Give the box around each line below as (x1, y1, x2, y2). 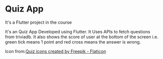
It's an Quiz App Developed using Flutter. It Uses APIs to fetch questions (5, 29, 150, 34)
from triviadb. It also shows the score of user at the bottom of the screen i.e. (5, 34, 159, 40)
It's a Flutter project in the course (5, 19, 72, 25)
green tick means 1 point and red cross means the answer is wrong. (5, 39, 141, 44)
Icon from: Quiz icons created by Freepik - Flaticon (5, 48, 106, 54)
